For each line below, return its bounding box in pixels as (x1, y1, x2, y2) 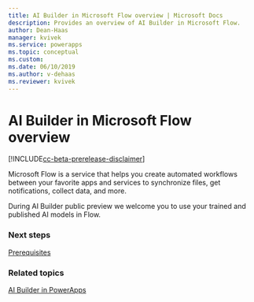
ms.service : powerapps (8, 41, 83, 49)
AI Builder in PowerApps (8, 285, 87, 295)
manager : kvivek (8, 33, 61, 42)
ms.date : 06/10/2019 (8, 63, 76, 71)
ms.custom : (8, 56, 44, 64)
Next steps (8, 229, 51, 240)
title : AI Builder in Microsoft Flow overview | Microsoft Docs (8, 11, 223, 20)
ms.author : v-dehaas (8, 70, 76, 78)
